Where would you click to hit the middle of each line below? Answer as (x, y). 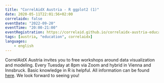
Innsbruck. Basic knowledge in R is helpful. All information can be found (77, 70)
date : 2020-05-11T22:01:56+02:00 (39, 14)
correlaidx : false (24, 19)
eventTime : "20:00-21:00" (31, 28)
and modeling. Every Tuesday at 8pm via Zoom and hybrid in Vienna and (78, 65)
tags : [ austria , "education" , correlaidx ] (49, 37)
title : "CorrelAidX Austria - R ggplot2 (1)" (52, 10)
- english (24, 46)
